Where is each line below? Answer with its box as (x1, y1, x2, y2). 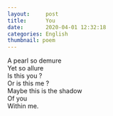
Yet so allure (7, 64, 44, 73)
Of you (7, 94, 28, 103)
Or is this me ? (7, 79, 50, 88)
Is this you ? (7, 72, 43, 80)
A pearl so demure (7, 56, 62, 65)
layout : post (7, 10, 59, 18)
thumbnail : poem (7, 37, 55, 44)
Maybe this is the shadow (7, 87, 82, 95)
